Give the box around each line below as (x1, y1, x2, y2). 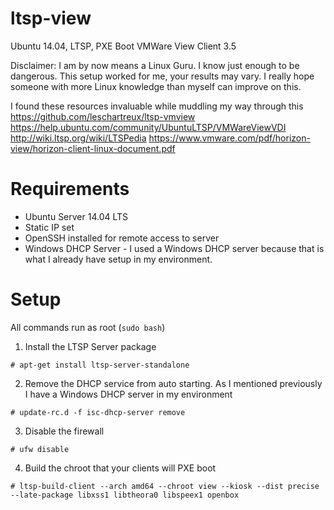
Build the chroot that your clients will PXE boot (24, 462, 217, 474)
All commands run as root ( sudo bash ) (10, 321, 166, 333)
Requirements (10, 178, 130, 201)
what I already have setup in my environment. (24, 253, 213, 265)
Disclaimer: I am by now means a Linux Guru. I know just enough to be (10, 59, 300, 71)
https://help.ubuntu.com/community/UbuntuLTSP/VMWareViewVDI (10, 121, 287, 133)
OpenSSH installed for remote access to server (24, 232, 220, 244)
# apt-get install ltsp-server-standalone (10, 360, 190, 370)
